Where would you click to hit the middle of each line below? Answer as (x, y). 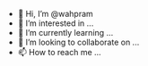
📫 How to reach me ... (59, 52)
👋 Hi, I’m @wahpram (56, 14)
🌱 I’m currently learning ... (65, 33)
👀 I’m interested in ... (56, 23)
